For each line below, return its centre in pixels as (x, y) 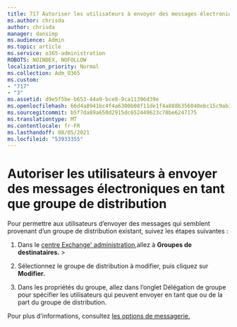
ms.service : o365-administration (56, 54)
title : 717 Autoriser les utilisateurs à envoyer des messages (102, 14)
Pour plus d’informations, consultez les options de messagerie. (99, 316)
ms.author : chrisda (36, 21)
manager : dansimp (33, 34)
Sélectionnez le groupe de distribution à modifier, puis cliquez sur (113, 266)
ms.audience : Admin (36, 40)
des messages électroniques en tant (116, 189)
